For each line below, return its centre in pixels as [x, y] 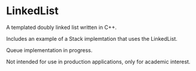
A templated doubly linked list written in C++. [62, 27]
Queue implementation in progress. [49, 50]
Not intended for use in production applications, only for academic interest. [98, 62]
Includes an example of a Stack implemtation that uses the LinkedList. [92, 38]
